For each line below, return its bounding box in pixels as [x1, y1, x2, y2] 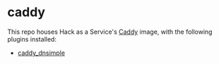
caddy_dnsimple [17, 49, 66, 57]
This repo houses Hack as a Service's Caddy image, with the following [7, 27, 213, 36]
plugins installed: [7, 34, 57, 43]
